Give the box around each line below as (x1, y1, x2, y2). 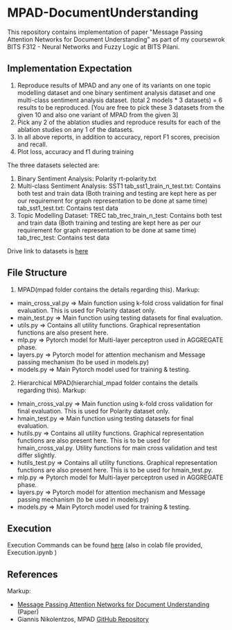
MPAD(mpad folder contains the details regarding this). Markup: (17, 285, 200, 293)
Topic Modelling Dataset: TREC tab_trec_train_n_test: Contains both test (17, 211, 222, 219)
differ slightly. (17, 451, 57, 459)
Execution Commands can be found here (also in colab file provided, (7, 541, 203, 550)
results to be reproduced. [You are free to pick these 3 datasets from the (17, 103, 225, 112)
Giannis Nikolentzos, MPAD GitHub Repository (17, 615, 149, 624)
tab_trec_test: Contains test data (17, 233, 109, 241)
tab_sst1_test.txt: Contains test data (17, 203, 119, 212)
